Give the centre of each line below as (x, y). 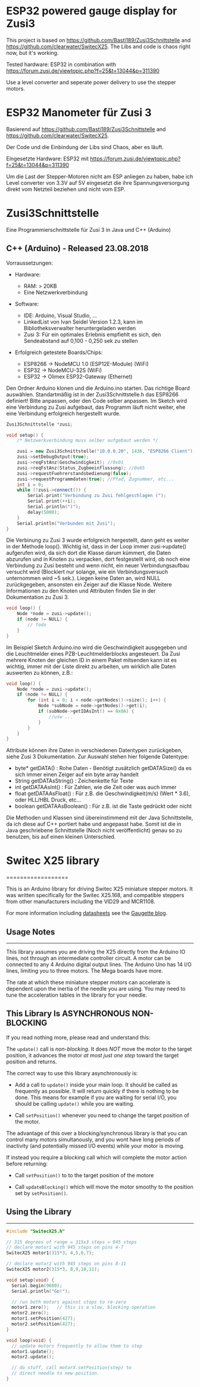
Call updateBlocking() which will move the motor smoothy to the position (104, 1187)
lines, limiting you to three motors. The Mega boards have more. (85, 971)
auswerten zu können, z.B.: (40, 672)
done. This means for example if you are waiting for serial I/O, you (96, 1097)
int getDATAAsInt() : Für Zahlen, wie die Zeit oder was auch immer (96, 787)
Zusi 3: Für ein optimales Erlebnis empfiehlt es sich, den (92, 334)
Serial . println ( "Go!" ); (41, 1291)
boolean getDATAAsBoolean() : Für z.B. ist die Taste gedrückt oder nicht (103, 806)
